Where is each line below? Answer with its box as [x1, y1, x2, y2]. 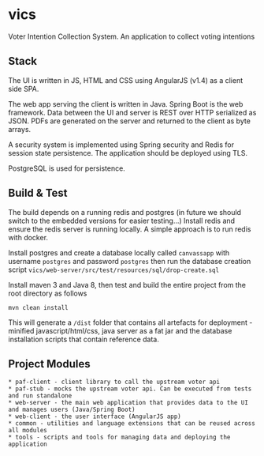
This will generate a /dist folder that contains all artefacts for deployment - [8, 318, 253, 327]
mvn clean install [8, 303, 69, 311]
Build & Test [8, 187, 68, 200]
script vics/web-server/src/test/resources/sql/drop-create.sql [8, 265, 219, 274]
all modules [8, 427, 47, 435]
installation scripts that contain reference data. [8, 334, 159, 344]
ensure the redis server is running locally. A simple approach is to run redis [8, 224, 251, 234]
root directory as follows [8, 288, 87, 298]
